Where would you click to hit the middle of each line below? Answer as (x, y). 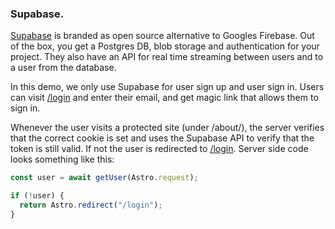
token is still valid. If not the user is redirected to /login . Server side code (159, 149)
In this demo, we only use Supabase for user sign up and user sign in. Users (167, 87)
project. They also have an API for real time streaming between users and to (167, 57)
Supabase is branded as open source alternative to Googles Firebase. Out (162, 36)
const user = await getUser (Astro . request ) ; (104, 178)
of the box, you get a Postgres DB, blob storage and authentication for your (165, 46)
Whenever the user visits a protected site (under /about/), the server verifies (167, 128)
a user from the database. (63, 68)
